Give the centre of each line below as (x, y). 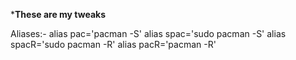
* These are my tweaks (58, 14)
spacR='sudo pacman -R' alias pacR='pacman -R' (113, 44)
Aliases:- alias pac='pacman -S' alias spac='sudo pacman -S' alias (148, 33)
